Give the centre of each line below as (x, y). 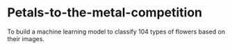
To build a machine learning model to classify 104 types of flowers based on (116, 32)
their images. (26, 38)
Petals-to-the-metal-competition (105, 13)
